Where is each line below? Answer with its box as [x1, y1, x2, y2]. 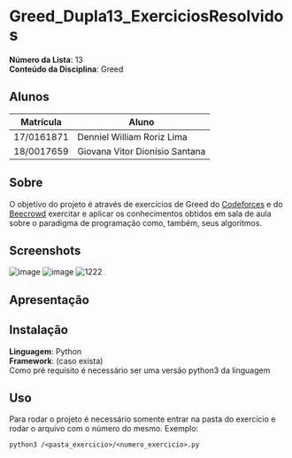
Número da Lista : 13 [9, 54, 84, 65]
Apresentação [9, 292, 90, 307]
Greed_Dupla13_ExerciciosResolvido [9, 6, 284, 27]
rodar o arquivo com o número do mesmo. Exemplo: [9, 423, 199, 434]
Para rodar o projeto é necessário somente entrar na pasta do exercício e [9, 414, 276, 424]
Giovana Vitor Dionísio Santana [77, 144, 206, 157]
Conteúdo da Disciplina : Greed [9, 64, 124, 74]
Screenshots [9, 243, 81, 258]
